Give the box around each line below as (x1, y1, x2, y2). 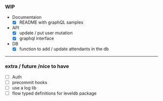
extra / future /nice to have (5, 63, 69, 70)
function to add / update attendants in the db (19, 46, 109, 52)
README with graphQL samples (19, 19, 83, 25)
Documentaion (12, 14, 42, 20)
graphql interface (19, 35, 54, 42)
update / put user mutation (19, 30, 73, 36)
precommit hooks (12, 79, 48, 85)
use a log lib (12, 85, 37, 90)
